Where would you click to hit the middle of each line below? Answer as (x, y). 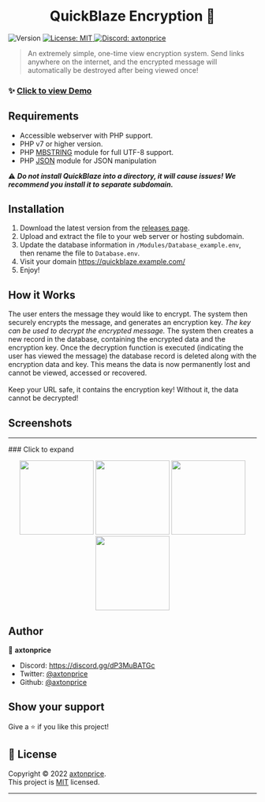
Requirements (43, 117)
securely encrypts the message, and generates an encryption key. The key (129, 323)
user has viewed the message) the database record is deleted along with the (132, 356)
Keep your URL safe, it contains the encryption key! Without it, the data (123, 390)
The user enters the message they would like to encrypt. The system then (128, 314)
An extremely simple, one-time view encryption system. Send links (136, 53)
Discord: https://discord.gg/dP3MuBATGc (87, 665)
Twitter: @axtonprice (54, 673)
